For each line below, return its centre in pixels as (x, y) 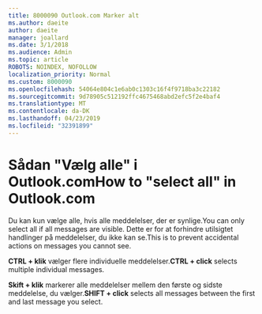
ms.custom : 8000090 (40, 81)
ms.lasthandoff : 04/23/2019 (54, 119)
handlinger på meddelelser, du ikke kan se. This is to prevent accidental (124, 237)
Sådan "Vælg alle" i (73, 165)
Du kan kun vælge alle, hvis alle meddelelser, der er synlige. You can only (126, 220)
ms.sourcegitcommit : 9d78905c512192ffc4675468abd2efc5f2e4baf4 (114, 96)
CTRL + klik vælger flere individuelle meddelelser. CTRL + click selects (123, 261)
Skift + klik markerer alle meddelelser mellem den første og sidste (116, 285)
